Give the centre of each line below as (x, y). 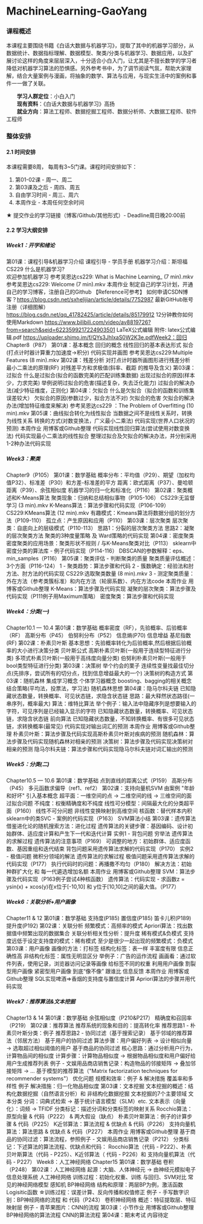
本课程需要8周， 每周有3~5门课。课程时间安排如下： (72, 166)
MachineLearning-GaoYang (77, 11)
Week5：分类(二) (28, 764)
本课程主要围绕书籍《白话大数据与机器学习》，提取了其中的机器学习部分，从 (100, 45)
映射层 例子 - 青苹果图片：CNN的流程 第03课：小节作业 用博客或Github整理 (100, 1208)
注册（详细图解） (27, 307)
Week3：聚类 (23, 459)
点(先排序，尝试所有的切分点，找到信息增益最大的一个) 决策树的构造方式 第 (100, 673)
